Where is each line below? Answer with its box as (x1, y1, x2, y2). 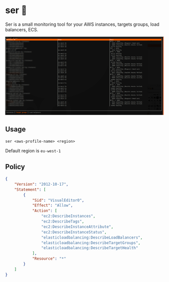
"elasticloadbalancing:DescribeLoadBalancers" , (41, 235, 143, 240)
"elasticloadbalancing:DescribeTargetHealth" (41, 246, 138, 251)
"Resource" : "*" (32, 256, 66, 261)
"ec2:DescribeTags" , (41, 219, 84, 224)
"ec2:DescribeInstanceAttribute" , (41, 224, 114, 229)
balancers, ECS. (5, 26, 39, 32)
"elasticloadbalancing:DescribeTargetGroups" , (41, 240, 141, 245)
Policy (5, 162, 25, 171)
